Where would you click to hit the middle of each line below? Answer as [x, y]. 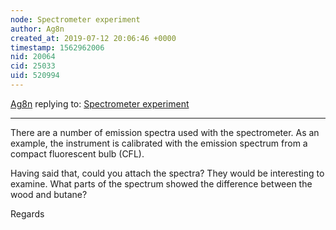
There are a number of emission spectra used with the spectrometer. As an [165, 132]
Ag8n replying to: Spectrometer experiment [100, 103]
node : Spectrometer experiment [75, 19]
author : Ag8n [37, 29]
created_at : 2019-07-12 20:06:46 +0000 [93, 38]
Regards [27, 213]
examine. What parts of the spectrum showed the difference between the [161, 183]
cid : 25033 [33, 66]
